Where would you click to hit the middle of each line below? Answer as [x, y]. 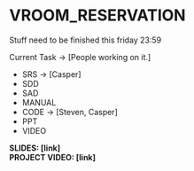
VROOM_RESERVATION [97, 16]
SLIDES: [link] [35, 148]
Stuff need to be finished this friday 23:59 [85, 40]
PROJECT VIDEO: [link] [52, 157]
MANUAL [39, 102]
